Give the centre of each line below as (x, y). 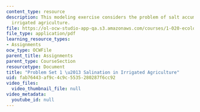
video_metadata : (26, 94)
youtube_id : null (33, 100)
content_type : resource (36, 12)
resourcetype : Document (36, 67)
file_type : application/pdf (41, 34)
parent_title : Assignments (40, 56)
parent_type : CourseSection (41, 61)
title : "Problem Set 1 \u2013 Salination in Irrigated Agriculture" (93, 72)
